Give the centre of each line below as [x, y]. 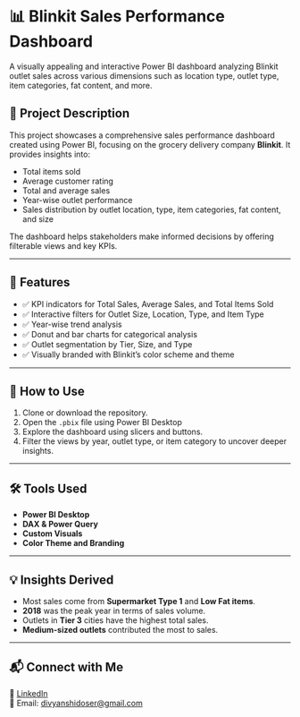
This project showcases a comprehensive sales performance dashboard [142, 135]
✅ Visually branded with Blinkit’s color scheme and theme [128, 354]
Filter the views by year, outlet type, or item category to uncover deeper [154, 441]
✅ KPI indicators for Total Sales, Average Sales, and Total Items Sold [148, 303]
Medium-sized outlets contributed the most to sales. [120, 630]
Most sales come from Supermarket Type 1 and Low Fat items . [139, 601]
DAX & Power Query [60, 525]
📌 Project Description [70, 113]
